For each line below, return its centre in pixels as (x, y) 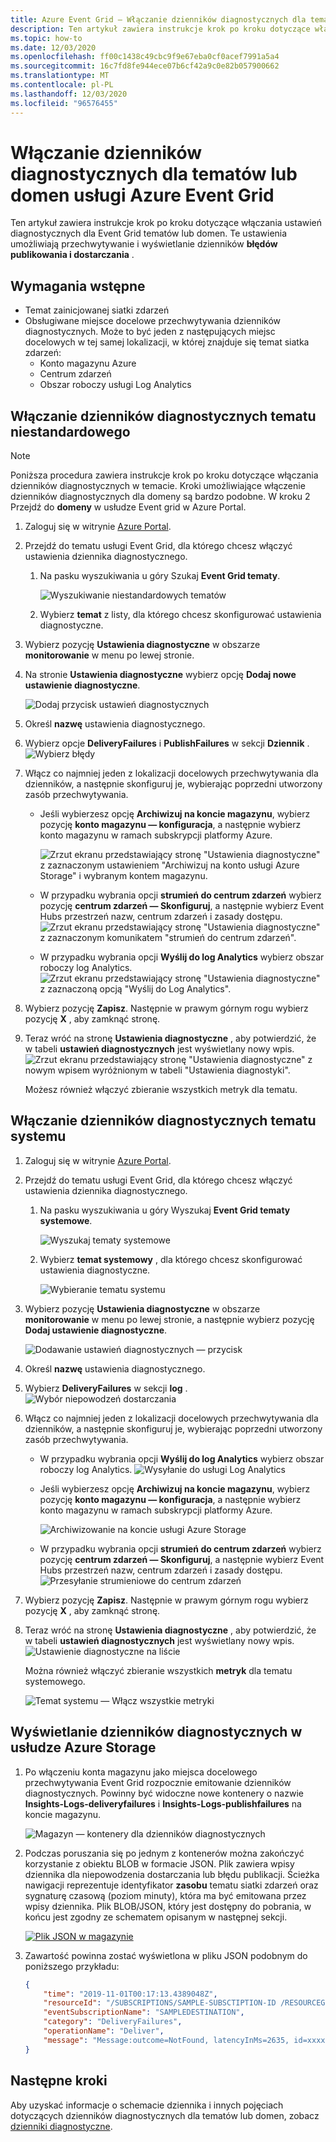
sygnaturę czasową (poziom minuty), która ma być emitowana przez (165, 1895)
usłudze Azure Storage (83, 1747)
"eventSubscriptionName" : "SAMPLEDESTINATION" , (144, 2012)
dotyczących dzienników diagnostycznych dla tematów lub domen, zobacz (165, 2115)
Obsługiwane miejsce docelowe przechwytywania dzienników (153, 321)
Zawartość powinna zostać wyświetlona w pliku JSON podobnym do (166, 1955)
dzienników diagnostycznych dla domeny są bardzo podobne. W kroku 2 (160, 497)
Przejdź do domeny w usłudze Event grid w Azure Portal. (128, 507)
